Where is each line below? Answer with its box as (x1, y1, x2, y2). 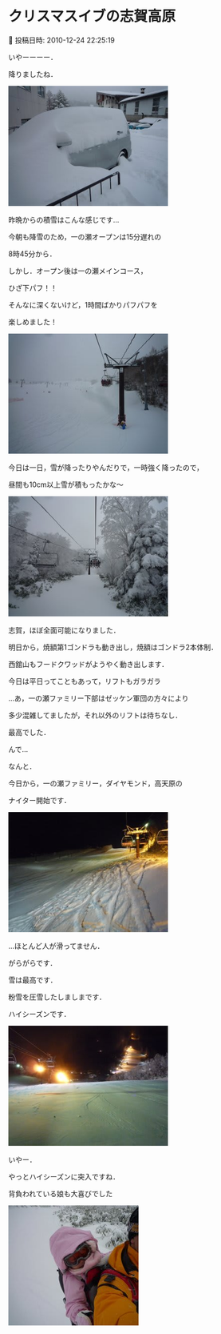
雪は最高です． (8, 974, 57, 985)
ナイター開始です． (8, 795, 71, 805)
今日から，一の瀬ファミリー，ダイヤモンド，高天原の (8, 778, 183, 788)
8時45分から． (8, 249, 57, 259)
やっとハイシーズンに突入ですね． (8, 1171, 120, 1181)
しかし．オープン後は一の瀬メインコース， (8, 266, 148, 275)
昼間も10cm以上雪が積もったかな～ (8, 480, 124, 489)
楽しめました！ (8, 317, 57, 327)
